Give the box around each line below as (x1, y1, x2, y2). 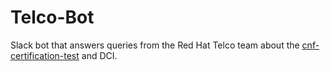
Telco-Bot (10, 6, 95, 29)
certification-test (10, 49, 80, 61)
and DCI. (81, 49, 118, 61)
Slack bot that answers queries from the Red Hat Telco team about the (10, 39, 300, 51)
